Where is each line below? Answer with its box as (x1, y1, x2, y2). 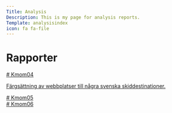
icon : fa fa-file (6, 25, 50, 32)
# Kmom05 (6, 94, 34, 102)
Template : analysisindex (6, 20, 68, 26)
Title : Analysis (6, 8, 47, 15)
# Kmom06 (6, 100, 34, 108)
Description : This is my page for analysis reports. (6, 14, 140, 20)
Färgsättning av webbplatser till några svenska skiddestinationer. (6, 83, 166, 90)
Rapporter (6, 51, 58, 65)
